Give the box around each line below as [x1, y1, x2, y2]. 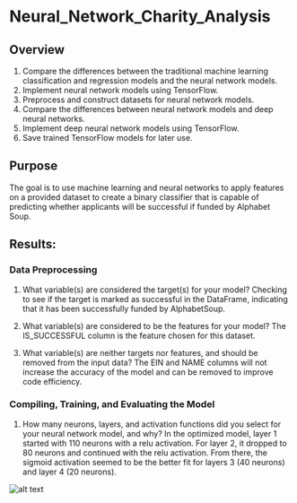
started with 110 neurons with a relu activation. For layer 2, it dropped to [22, 438, 287, 448]
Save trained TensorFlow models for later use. [22, 133, 193, 143]
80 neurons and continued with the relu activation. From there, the [22, 447, 267, 458]
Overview [9, 42, 66, 57]
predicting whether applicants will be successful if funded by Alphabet [9, 201, 271, 212]
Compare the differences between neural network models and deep [22, 104, 274, 114]
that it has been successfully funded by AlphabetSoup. [22, 303, 226, 314]
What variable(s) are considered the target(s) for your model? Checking [22, 284, 287, 295]
